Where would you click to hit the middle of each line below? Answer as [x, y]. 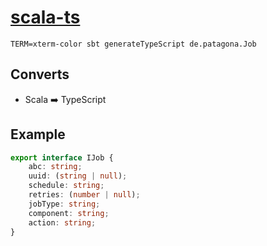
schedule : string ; [66, 186]
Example [38, 134]
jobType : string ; [64, 204]
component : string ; [69, 213]
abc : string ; [55, 167]
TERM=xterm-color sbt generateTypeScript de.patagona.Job [133, 44]
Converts [40, 74]
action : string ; [62, 222]
